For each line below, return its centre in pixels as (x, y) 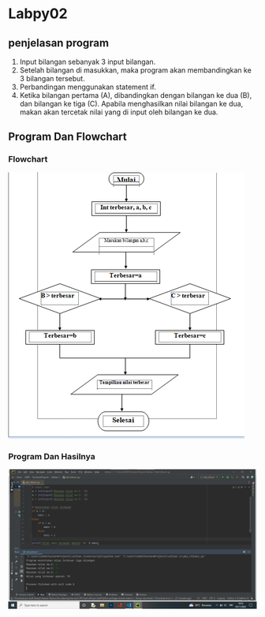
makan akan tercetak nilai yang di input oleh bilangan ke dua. (119, 112)
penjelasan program (58, 43)
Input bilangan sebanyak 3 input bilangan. (88, 62)
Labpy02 (38, 14)
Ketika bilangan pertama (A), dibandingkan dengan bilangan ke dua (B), (136, 95)
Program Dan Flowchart (68, 137)
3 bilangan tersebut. (52, 79)
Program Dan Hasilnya (52, 456)
